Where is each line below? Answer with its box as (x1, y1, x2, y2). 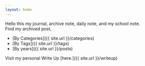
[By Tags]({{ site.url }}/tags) (12, 40, 69, 46)
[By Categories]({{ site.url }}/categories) (12, 35, 95, 41)
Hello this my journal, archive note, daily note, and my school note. (5, 21, 141, 26)
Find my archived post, (5, 25, 52, 32)
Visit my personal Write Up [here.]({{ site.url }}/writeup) (5, 55, 118, 61)
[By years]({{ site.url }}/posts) (12, 45, 73, 51)
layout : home (5, 7, 32, 12)
